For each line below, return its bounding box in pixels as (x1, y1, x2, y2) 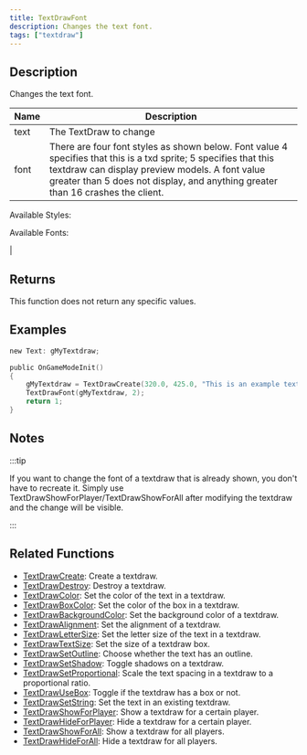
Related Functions (9, 546, 115, 562)
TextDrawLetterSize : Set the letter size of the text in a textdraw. (22, 628, 261, 640)
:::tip (9, 454, 26, 466)
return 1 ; (26, 397, 64, 407)
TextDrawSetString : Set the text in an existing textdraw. (22, 697, 231, 707)
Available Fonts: (9, 228, 69, 239)
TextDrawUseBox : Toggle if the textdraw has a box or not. (22, 686, 241, 697)
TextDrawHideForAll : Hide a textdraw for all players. (22, 735, 217, 746)
